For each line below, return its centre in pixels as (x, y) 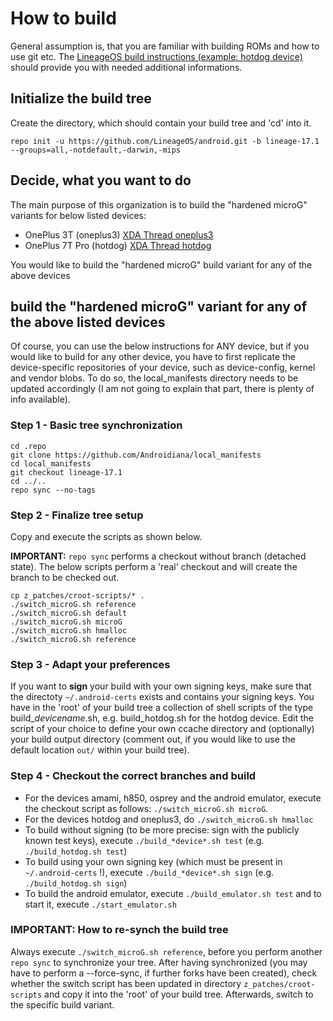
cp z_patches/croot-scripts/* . (77, 595)
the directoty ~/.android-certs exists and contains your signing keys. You (162, 697)
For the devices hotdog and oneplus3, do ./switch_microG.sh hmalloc (169, 819)
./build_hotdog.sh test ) (76, 851)
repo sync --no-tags (53, 490)
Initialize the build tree (81, 98)
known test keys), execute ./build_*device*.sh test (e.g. (144, 840)
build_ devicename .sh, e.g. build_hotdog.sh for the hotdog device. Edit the (162, 718)
